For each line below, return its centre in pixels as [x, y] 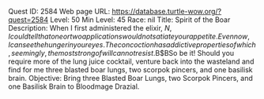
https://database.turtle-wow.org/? [167, 11]
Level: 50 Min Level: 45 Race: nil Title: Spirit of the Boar [140, 20]
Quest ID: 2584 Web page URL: [59, 11]
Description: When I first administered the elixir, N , [90, 28]
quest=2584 [28, 20]
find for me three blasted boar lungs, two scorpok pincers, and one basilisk [130, 70]
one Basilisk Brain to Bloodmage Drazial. [74, 86]
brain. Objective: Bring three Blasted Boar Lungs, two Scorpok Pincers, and [130, 78]
